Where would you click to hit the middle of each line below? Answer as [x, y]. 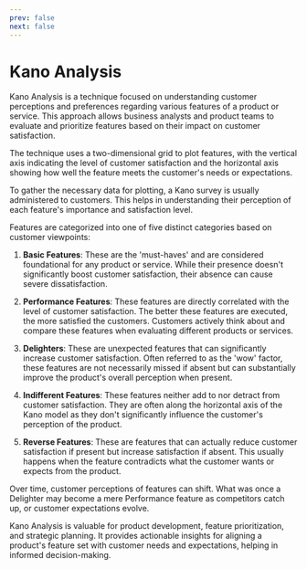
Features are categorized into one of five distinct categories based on [141, 227]
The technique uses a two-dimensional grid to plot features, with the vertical [153, 153]
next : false [32, 26]
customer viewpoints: [50, 237]
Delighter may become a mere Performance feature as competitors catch [147, 499]
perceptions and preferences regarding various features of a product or [144, 107]
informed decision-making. [60, 555]
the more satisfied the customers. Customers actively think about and [154, 321]
